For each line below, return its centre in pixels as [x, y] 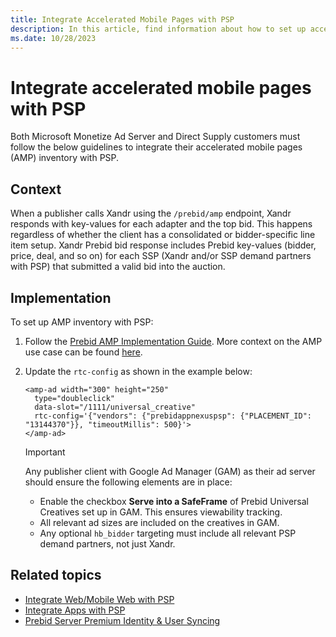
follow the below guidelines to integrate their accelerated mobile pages [156, 147]
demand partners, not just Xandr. [107, 543]
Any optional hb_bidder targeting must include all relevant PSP [168, 533]
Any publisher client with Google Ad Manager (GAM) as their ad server [170, 471]
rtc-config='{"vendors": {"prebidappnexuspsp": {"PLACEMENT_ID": [173, 416]
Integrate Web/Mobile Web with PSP [99, 599]
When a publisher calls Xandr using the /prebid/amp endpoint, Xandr [151, 213]
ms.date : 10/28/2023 [53, 38]
